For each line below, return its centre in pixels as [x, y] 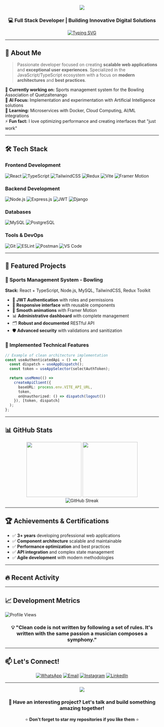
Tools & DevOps [24, 235]
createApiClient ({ [32, 382]
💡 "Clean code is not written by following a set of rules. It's [82, 628]
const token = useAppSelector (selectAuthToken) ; [60, 369]
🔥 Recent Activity [32, 578]
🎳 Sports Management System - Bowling [54, 280]
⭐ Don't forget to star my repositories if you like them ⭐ [82, 719]
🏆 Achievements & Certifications [57, 521]
